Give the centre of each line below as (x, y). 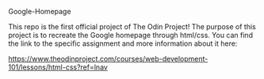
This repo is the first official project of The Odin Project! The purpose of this (132, 26)
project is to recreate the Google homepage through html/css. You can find (131, 35)
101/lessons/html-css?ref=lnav (58, 67)
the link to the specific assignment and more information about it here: (123, 43)
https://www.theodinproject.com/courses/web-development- (108, 59)
